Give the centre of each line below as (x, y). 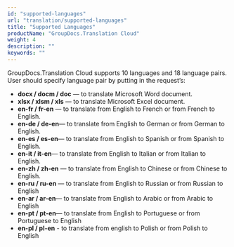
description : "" (31, 46)
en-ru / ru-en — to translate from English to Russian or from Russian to (120, 183)
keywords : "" (26, 53)
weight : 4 (22, 40)
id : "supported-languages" (47, 14)
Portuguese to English (50, 220)
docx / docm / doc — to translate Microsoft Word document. (105, 94)
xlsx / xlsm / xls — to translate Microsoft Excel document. (101, 101)
